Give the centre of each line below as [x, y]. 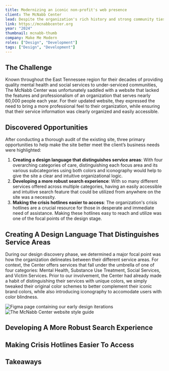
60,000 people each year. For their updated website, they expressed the [80, 101]
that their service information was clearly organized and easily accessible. [82, 111]
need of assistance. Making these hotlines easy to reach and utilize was [87, 213]
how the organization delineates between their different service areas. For [82, 260]
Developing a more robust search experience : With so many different [85, 181]
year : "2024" [19, 29]
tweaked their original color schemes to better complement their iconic [79, 286]
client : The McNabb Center [33, 15]
